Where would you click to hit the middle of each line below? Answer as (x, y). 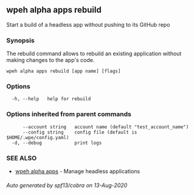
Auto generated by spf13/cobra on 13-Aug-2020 (67, 185)
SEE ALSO (22, 158)
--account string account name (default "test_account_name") (106, 127)
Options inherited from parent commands (69, 114)
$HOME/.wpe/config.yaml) (38, 137)
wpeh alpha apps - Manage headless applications (78, 171)
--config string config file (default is (80, 132)
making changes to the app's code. (50, 60)
